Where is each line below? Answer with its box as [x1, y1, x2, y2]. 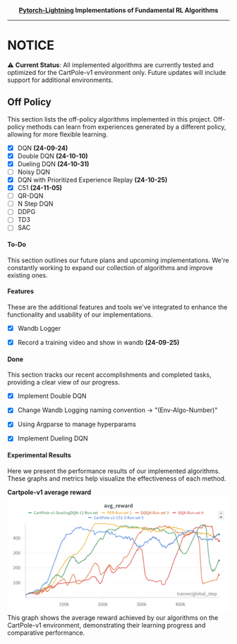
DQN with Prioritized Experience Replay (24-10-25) [17, 176, 168, 184]
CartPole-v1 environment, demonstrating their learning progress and [7, 621, 206, 629]
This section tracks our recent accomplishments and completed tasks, [7, 370, 212, 379]
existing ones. [7, 271, 48, 279]
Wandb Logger [17, 324, 61, 332]
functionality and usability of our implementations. [7, 310, 153, 319]
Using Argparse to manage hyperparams [17, 420, 136, 428]
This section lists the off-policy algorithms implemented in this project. [7, 115, 212, 123]
